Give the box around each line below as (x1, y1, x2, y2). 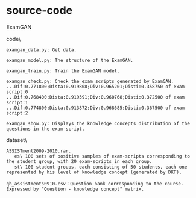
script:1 (6, 99, 28, 105)
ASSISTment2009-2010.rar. (6, 148, 71, 154)
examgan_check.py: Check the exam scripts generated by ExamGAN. (6, 78, 174, 84)
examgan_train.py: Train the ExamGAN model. (6, 67, 120, 74)
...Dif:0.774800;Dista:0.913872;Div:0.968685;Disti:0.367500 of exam (6, 105, 185, 111)
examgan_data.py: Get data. (6, 46, 77, 53)
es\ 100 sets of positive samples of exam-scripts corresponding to (14, 153, 190, 159)
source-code (6, 4, 73, 17)
